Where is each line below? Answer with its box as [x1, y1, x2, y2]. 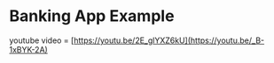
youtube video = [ [9, 35, 74, 45]
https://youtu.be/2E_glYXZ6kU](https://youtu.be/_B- [74, 35, 264, 45]
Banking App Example [9, 6, 175, 26]
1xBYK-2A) [9, 44, 49, 54]
